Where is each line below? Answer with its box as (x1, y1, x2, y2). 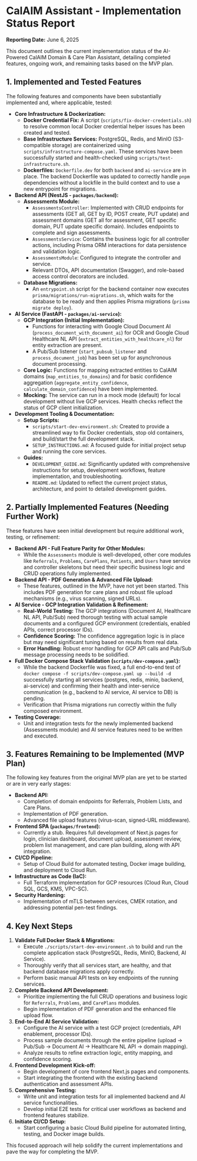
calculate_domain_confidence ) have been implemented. (23, 385, 158, 392)
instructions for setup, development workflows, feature (32, 466, 166, 473)
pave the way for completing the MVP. (6, 1148, 99, 1155)
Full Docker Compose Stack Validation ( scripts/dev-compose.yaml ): (14, 657, 181, 664)
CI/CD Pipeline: (14, 854, 53, 861)
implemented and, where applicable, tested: (6, 99, 113, 106)
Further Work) (6, 512, 59, 522)
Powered (6, 54, 28, 61)
